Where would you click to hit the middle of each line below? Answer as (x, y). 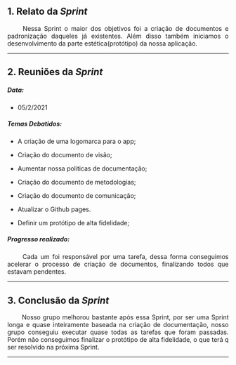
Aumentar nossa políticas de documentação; (82, 168)
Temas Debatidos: (35, 124)
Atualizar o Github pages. (54, 209)
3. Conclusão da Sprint (58, 300)
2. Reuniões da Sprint (55, 72)
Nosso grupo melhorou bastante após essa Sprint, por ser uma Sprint (125, 317)
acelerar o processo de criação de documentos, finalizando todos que (118, 264)
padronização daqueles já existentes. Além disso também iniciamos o (118, 36)
